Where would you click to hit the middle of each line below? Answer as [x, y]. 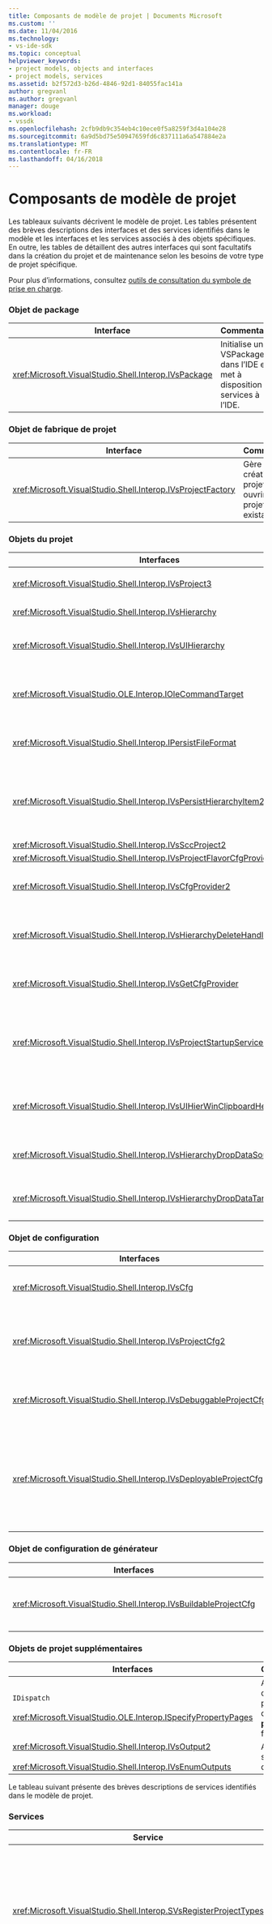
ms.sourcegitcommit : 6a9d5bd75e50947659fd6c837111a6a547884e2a [117, 136]
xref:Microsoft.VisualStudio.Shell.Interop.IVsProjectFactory [124, 489]
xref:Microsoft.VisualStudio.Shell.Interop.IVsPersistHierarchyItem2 [138, 801]
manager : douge [34, 106]
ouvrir [255, 494]
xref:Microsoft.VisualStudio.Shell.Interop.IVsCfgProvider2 [121, 886]
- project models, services [56, 76]
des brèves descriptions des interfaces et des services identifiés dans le [129, 230]
